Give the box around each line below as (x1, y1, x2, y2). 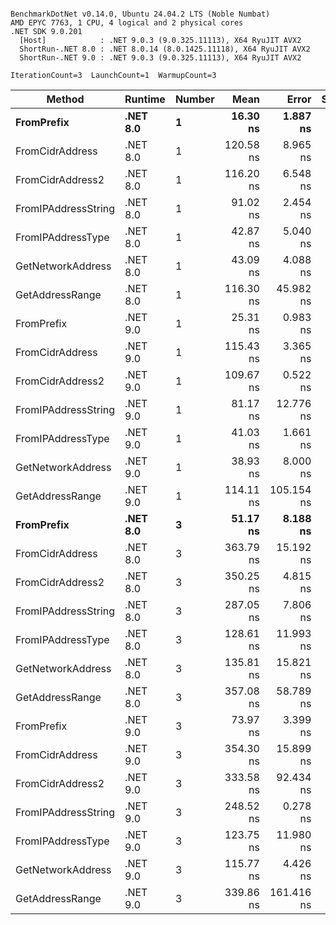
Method (46, 92, 85, 106)
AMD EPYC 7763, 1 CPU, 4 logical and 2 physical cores (10, 18, 244, 28)
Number (174, 92, 215, 106)
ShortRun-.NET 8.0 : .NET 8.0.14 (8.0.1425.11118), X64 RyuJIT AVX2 (19, 44, 311, 54)
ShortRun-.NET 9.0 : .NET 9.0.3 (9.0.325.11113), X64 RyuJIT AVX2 (19, 53, 302, 63)
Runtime (124, 92, 166, 106)
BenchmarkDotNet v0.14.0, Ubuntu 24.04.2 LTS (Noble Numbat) (10, 9, 271, 19)
